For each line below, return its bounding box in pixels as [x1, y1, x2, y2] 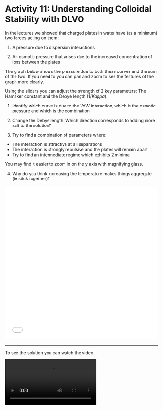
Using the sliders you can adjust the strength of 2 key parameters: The [5, 88, 147, 94]
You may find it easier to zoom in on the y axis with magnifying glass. [5, 161, 143, 167]
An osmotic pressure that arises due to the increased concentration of [12, 53, 153, 59]
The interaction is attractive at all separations [12, 141, 102, 147]
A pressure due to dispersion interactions [12, 44, 95, 50]
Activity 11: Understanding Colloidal [5, 3, 152, 15]
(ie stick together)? [12, 176, 50, 181]
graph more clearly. [5, 79, 45, 85]
